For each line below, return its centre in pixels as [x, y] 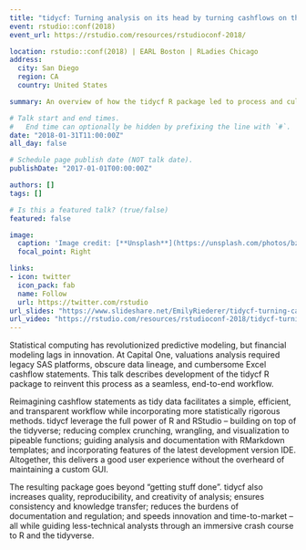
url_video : [30, 319]
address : [26, 60]
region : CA [38, 77]
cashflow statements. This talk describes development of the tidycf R [139, 374]
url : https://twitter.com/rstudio [83, 302]
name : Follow [42, 294]
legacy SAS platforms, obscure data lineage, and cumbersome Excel [138, 365]
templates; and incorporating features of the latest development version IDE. [153, 450]
